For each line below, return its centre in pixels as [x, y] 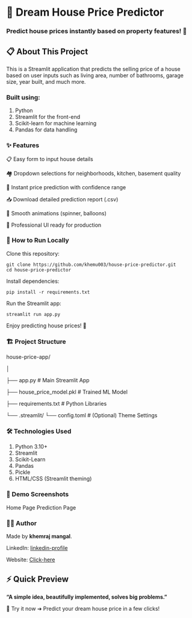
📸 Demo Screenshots [38, 494]
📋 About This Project [47, 52]
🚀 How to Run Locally [38, 241]
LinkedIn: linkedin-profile [37, 548]
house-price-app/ [28, 357]
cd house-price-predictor [39, 270]
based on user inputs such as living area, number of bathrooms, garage [95, 75]
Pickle [23, 472]
